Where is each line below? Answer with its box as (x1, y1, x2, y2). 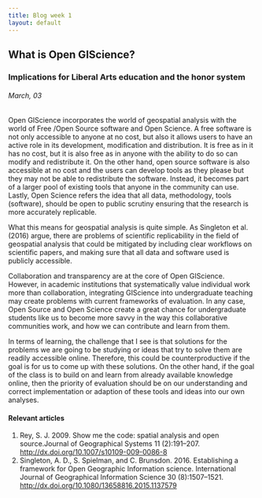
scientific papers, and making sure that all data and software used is (8, 248, 230, 257)
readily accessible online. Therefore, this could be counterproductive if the (8, 353, 250, 363)
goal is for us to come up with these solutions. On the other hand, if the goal (8, 362, 255, 371)
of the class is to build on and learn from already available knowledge (8, 371, 234, 380)
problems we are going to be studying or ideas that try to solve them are (8, 345, 242, 355)
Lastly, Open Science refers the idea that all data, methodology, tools (8, 190, 232, 201)
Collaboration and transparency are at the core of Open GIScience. (8, 271, 225, 281)
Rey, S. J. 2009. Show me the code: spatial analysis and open (19, 430, 220, 441)
